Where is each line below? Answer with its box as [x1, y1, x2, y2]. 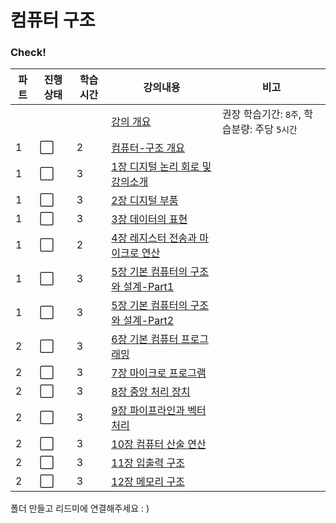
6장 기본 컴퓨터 [111, 332, 179, 346]
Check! [10, 46, 47, 60]
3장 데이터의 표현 [111, 212, 188, 226]
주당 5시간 [254, 122, 298, 136]
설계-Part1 [123, 280, 175, 294]
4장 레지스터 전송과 [111, 231, 197, 245]
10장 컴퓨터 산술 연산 [111, 437, 207, 451]
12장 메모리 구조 [111, 475, 185, 489]
